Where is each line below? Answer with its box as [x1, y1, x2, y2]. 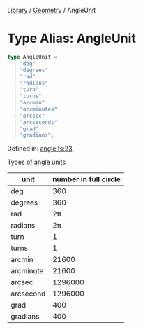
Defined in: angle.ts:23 [7, 144, 73, 153]
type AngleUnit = [7, 53, 58, 60]
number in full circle [52, 174, 121, 184]
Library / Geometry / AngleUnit [7, 6, 96, 14]
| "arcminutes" [13, 105, 58, 113]
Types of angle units [7, 158, 66, 167]
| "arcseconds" [13, 118, 58, 125]
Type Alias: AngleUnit [7, 31, 136, 46]
